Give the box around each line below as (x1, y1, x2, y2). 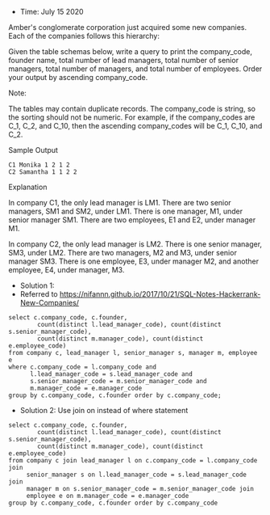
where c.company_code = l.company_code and (8, 363, 157, 371)
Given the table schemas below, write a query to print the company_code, (8, 47, 252, 56)
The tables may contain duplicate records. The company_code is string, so (8, 104, 256, 113)
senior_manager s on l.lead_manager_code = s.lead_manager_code (26, 471, 247, 479)
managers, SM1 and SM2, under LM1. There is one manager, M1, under (8, 206, 243, 216)
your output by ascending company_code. (8, 73, 148, 82)
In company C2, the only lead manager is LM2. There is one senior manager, (8, 239, 263, 249)
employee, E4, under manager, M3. (8, 265, 125, 274)
